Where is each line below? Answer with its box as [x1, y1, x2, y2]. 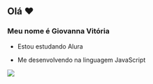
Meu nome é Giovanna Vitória [7, 26, 110, 36]
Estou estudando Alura [17, 42, 84, 51]
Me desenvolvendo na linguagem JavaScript [17, 56, 146, 64]
